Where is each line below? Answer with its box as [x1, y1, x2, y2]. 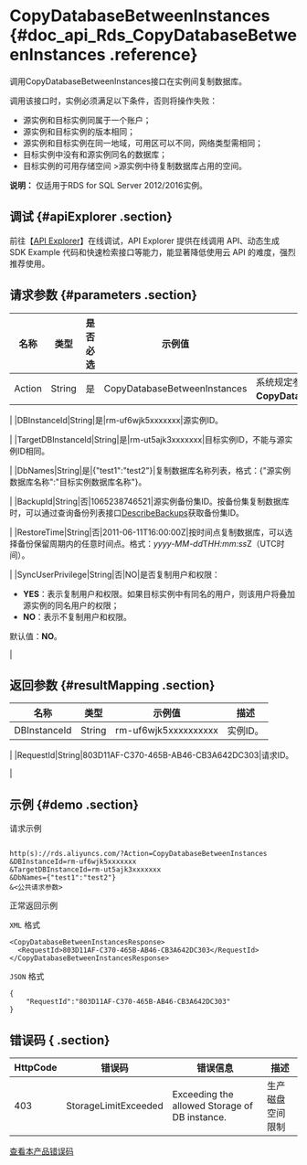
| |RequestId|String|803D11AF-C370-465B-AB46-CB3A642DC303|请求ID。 [9, 750, 294, 761]
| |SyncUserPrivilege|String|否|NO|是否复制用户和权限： [9, 569, 221, 580]
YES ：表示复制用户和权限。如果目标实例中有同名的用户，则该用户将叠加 [22, 588, 295, 599]
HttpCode [14, 1062, 58, 1074]
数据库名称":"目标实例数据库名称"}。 [9, 476, 147, 487]
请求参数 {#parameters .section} [9, 287, 198, 303]
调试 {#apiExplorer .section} [9, 209, 174, 225]
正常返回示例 [9, 900, 58, 911]
